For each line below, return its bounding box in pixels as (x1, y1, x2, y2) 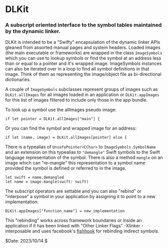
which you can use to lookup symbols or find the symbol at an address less (5, 55, 161, 61)
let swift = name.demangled (5, 175, 64, 180)
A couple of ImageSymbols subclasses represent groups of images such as (5, 87, 158, 93)
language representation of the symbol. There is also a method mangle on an (5, 154, 163, 160)
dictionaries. (5, 76, 31, 82)
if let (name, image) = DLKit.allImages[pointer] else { (5, 135, 127, 140)
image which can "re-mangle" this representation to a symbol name (5, 160, 146, 166)
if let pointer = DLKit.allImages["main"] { (5, 117, 100, 122)
